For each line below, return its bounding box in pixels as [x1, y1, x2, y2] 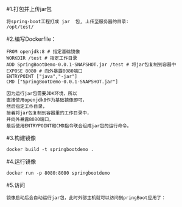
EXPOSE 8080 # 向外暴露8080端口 [6, 68, 83, 74]
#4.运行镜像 [6, 158, 37, 165]
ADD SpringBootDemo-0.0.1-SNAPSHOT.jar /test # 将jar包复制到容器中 [6, 61, 177, 68]
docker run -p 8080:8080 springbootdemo [6, 170, 111, 176]
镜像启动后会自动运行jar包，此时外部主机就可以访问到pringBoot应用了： [6, 195, 166, 201]
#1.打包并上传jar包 [6, 5, 52, 12]
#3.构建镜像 [6, 135, 37, 141]
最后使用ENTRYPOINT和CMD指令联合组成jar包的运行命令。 [6, 123, 132, 129]
